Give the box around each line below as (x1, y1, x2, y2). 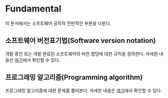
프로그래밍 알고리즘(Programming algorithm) (5, 73, 143, 82)
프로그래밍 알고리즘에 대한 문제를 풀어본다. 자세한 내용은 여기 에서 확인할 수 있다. (5, 87, 162, 93)
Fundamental (5, 3, 62, 15)
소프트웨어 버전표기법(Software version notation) (5, 36, 156, 45)
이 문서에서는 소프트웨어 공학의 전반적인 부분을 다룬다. (5, 20, 112, 26)
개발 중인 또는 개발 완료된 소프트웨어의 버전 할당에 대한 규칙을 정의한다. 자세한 (5, 51, 158, 57)
